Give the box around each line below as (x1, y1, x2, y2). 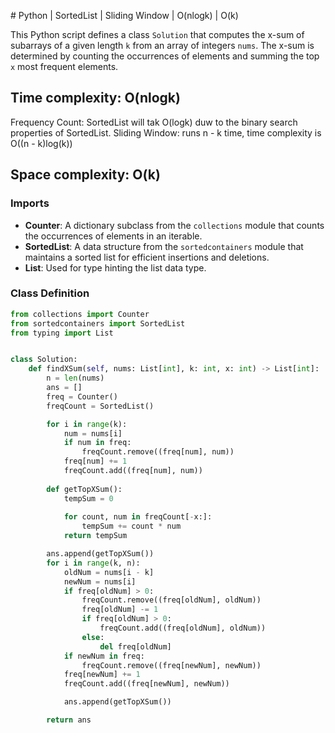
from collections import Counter (10, 309, 150, 319)
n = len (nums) (46, 373, 105, 384)
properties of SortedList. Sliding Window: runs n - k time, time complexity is (10, 126, 322, 139)
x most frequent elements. (10, 61, 119, 72)
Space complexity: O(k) (10, 166, 161, 184)
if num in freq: (63, 438, 132, 448)
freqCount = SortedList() (46, 401, 155, 411)
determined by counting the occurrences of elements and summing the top (10, 50, 320, 62)
